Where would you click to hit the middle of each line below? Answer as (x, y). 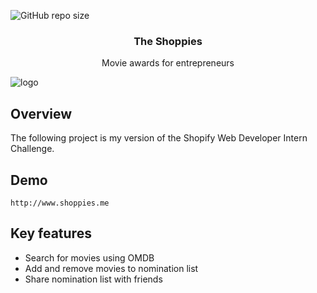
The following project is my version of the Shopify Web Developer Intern (159, 138)
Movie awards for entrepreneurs (168, 63)
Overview (41, 113)
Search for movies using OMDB (89, 257)
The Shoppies (168, 41)
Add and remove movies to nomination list (111, 268)
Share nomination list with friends (93, 279)
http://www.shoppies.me (60, 203)
